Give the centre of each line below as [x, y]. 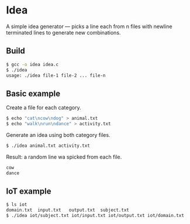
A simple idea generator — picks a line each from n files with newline [89, 26]
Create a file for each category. [44, 108]
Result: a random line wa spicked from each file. [64, 157]
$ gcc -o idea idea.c [32, 64]
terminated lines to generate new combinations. [63, 32]
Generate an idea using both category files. [58, 135]
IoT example [29, 191]
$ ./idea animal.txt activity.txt [48, 146]
